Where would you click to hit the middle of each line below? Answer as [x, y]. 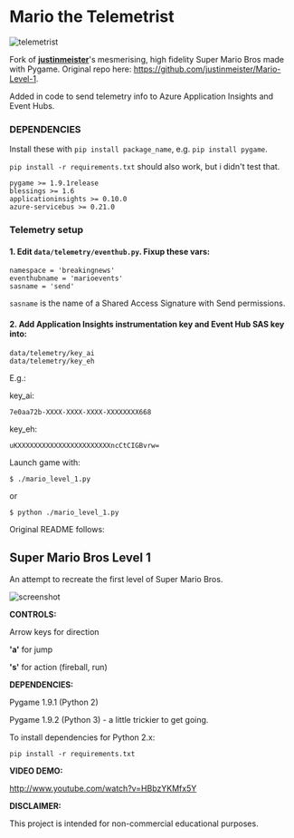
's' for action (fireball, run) [58, 667]
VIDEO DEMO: [36, 771]
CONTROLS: [33, 615]
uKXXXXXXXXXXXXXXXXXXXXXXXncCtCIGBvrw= [85, 445]
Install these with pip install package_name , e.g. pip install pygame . [139, 149]
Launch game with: [45, 462]
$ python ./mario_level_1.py [64, 512]
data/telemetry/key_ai [52, 353]
